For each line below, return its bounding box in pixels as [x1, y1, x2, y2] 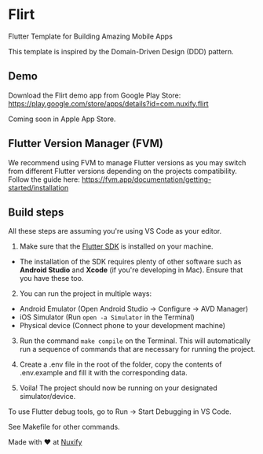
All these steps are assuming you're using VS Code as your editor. [8, 227, 222, 236]
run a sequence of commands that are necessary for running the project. [19, 345, 256, 354]
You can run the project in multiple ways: [19, 289, 152, 298]
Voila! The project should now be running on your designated [19, 383, 217, 393]
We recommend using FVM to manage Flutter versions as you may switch [8, 157, 247, 167]
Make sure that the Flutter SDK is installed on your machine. [19, 242, 214, 251]
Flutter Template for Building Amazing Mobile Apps [8, 31, 173, 41]
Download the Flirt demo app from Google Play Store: [8, 90, 181, 100]
